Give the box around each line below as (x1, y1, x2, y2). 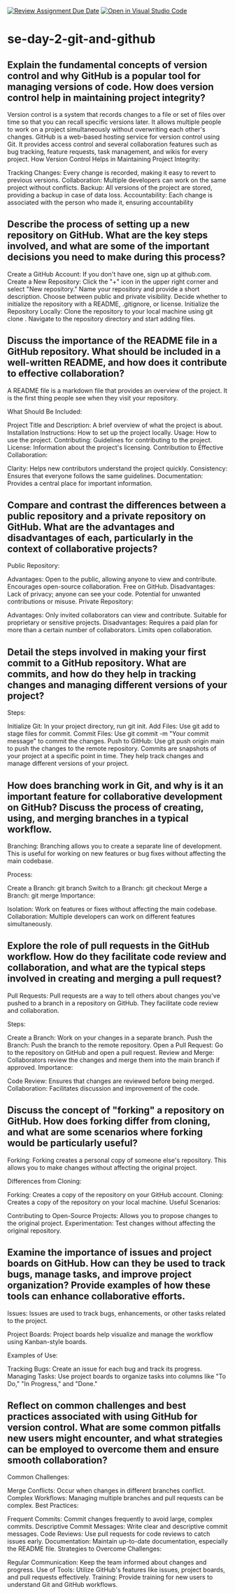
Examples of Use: (7, 1351, 58, 1359)
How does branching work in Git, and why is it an (7, 779, 224, 791)
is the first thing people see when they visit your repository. (7, 393, 178, 402)
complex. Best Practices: (7, 1502, 79, 1510)
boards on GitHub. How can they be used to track (7, 1257, 226, 1270)
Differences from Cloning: (7, 1177, 82, 1185)
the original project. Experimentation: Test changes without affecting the (7, 1219, 215, 1227)
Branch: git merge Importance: (7, 891, 96, 900)
